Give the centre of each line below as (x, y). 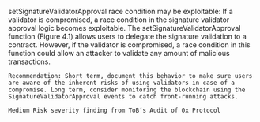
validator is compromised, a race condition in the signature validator (119, 20)
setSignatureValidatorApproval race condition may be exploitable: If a (121, 11)
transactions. (30, 61)
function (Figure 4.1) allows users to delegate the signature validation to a (127, 36)
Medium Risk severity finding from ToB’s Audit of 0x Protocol (115, 110)
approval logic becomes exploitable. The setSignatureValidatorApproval (124, 28)
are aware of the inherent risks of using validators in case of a (122, 83)
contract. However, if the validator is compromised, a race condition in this (129, 45)
